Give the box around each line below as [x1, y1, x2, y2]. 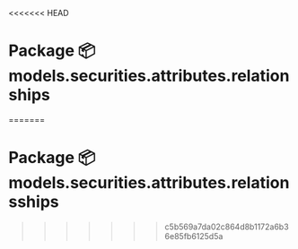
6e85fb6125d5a [164, 230, 223, 241]
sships [8, 192, 59, 212]
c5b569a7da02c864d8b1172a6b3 [164, 221, 289, 232]
